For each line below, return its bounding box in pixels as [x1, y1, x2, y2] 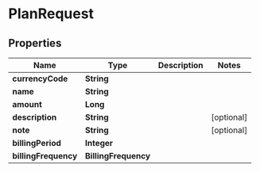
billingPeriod [12, 138, 62, 148]
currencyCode [12, 73, 68, 84]
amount [12, 99, 42, 109]
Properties [8, 36, 62, 50]
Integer [84, 138, 114, 148]
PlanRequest [8, 5, 94, 23]
